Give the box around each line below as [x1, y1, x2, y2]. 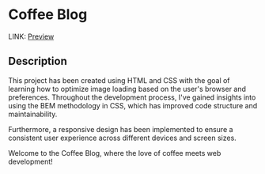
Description [8, 55, 67, 68]
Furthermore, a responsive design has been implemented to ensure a [8, 124, 233, 134]
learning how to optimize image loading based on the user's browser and [8, 84, 247, 93]
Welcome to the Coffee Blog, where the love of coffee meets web [8, 148, 221, 157]
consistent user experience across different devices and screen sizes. [8, 133, 237, 142]
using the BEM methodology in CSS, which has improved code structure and [8, 100, 258, 110]
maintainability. [8, 109, 58, 119]
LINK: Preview [8, 32, 55, 41]
